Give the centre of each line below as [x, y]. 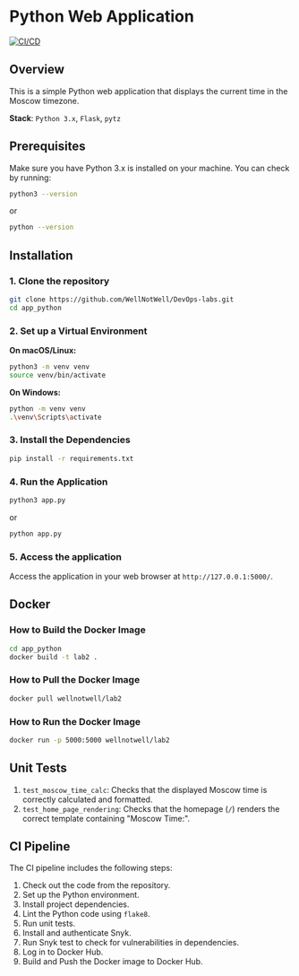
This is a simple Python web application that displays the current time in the [149, 91]
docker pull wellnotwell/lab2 [66, 698]
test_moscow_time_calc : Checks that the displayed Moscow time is [145, 789]
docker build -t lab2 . [54, 657]
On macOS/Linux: [43, 351]
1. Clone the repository [60, 281]
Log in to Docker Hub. [63, 952]
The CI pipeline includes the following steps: [91, 868]
